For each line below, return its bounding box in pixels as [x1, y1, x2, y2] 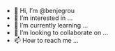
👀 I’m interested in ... [13, 14, 73, 22]
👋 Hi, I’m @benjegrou [13, 7, 75, 14]
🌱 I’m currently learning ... [13, 21, 89, 29]
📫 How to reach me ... [13, 37, 79, 44]
